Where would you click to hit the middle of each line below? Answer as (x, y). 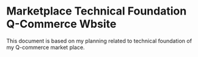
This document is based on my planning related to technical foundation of (99, 41)
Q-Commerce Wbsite (61, 24)
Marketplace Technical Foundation (97, 11)
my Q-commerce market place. (46, 47)
